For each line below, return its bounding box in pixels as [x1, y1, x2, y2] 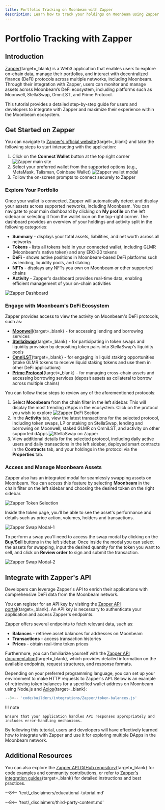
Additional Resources [5, 752, 72, 760]
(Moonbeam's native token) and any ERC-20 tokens [12, 249, 117, 255]
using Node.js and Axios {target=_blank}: [5, 686, 87, 692]
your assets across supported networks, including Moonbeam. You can [5, 203, 150, 209]
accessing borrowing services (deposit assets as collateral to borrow [12, 375, 152, 381]
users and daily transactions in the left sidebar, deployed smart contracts [12, 441, 160, 447]
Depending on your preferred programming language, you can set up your [5, 670, 156, 676]
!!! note [5, 704, 20, 710]
